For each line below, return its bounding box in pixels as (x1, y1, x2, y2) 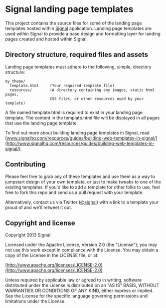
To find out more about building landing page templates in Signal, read (5, 129, 150, 135)
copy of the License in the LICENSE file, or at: (5, 252, 99, 258)
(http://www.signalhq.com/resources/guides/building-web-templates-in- (5, 140, 155, 146)
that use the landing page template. (5, 120, 78, 126)
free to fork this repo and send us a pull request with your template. (5, 189, 144, 195)
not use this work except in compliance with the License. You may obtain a (5, 247, 159, 253)
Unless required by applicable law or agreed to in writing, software (5, 277, 142, 283)
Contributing (5, 160, 46, 168)
